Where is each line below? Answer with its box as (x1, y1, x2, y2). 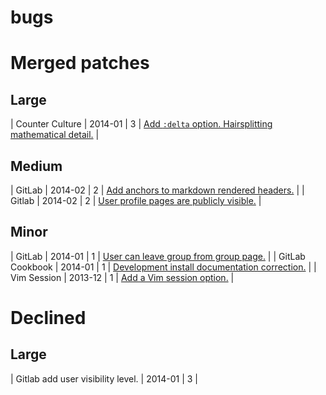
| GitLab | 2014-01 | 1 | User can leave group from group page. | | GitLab (10, 250, 306, 262)
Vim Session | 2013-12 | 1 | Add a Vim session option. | (10, 271, 235, 283)
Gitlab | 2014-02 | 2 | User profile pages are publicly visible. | (10, 195, 262, 206)
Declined (10, 307, 87, 329)
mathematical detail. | (10, 129, 100, 141)
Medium (10, 157, 63, 175)
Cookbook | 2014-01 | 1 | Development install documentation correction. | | (10, 261, 317, 273)
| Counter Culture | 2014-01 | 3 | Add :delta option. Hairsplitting (10, 118, 273, 130)
